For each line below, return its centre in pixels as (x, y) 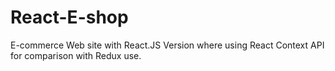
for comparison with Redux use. (76, 55)
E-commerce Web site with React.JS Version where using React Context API (167, 45)
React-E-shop (69, 17)
